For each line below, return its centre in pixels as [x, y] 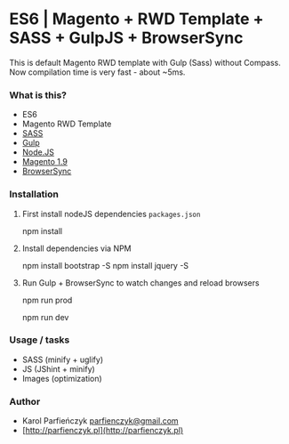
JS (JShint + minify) [58, 368]
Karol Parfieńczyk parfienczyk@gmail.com [100, 421]
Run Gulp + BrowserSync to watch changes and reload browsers [140, 283]
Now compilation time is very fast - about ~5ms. [97, 72]
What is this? [38, 95]
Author [25, 401]
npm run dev [45, 317]
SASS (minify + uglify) [63, 359]
